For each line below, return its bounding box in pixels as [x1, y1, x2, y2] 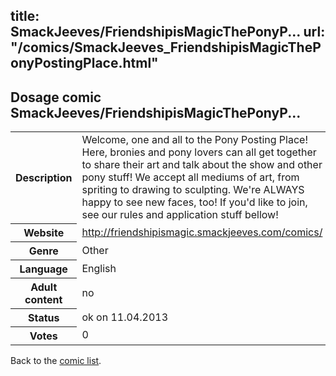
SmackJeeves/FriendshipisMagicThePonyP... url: [10, 24, 326, 41]
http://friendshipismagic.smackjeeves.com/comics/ [81, 225, 323, 239]
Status [27, 310, 60, 324]
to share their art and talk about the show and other [81, 158, 323, 172]
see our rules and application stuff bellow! [81, 208, 279, 222]
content [24, 292, 63, 306]
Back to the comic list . [10, 354, 102, 366]
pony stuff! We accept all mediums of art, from [81, 170, 300, 184]
